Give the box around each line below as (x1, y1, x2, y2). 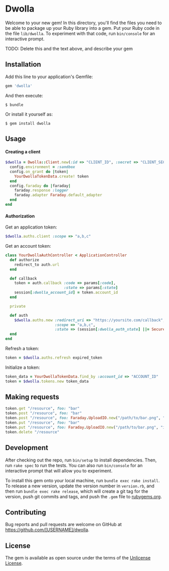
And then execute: (5, 92, 43, 98)
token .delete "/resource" (5, 429, 59, 434)
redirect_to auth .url (14, 262, 59, 267)
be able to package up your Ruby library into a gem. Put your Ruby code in (5, 25, 160, 31)
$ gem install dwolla (5, 121, 51, 126)
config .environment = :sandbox (10, 164, 75, 169)
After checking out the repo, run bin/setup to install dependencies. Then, (5, 457, 157, 463)
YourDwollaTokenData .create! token (14, 174, 89, 179)
